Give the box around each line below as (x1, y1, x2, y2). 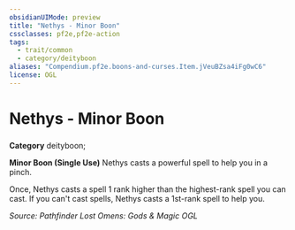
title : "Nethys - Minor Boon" (9, 21, 121, 30)
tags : (9, 37, 29, 47)
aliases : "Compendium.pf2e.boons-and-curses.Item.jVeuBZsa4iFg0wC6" (9, 63, 267, 72)
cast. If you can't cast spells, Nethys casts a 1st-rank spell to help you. (9, 193, 265, 203)
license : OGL (9, 71, 57, 80)
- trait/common (17, 46, 73, 55)
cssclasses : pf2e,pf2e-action (9, 29, 121, 38)
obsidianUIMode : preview (9, 12, 101, 22)
